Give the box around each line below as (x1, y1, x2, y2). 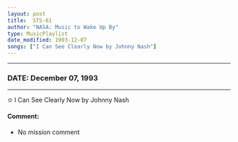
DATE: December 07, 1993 (7, 73, 98, 83)
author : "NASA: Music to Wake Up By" (7, 23, 119, 30)
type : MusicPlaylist (7, 30, 69, 37)
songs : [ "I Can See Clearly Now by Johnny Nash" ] (7, 43, 157, 50)
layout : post (7, 10, 46, 18)
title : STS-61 (7, 17, 52, 24)
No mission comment (17, 128, 80, 136)
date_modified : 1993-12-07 (7, 37, 87, 44)
